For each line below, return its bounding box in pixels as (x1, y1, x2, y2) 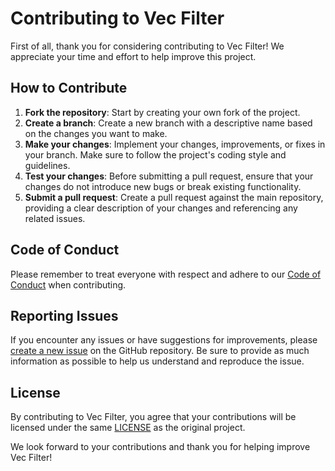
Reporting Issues (10, 307, 119, 324)
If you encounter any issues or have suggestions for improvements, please (10, 334, 318, 346)
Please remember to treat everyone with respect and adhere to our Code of (10, 268, 322, 280)
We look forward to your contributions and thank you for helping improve (10, 441, 311, 453)
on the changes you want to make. (24, 127, 168, 139)
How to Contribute (10, 80, 128, 97)
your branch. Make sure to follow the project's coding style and (24, 148, 287, 161)
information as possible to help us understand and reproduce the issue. (10, 355, 305, 367)
